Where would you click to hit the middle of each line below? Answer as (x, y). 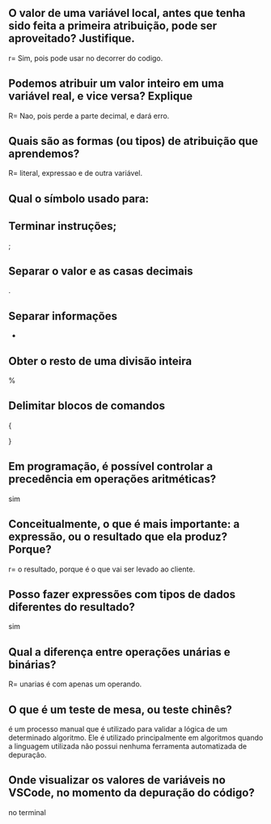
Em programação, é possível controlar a (110, 467)
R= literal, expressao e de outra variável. (76, 173)
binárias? (32, 664)
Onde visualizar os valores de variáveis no (117, 780)
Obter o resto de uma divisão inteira (100, 361)
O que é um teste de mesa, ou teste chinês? (120, 709)
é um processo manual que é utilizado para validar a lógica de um (118, 728)
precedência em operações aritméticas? (112, 480)
